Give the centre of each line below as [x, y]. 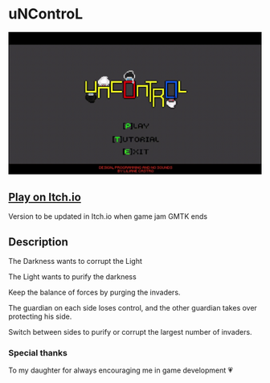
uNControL [46, 14]
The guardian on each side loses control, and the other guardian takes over [133, 308]
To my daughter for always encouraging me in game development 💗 [121, 370]
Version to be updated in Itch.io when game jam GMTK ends [108, 216]
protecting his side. [40, 317]
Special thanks [38, 352]
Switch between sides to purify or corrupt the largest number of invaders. [130, 332]
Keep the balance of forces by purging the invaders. [94, 292]
